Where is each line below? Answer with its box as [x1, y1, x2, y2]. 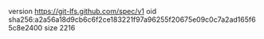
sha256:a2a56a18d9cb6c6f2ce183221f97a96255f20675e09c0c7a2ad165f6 [8, 15, 257, 24]
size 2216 [44, 23, 76, 32]
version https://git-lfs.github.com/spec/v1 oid [8, 7, 157, 16]
